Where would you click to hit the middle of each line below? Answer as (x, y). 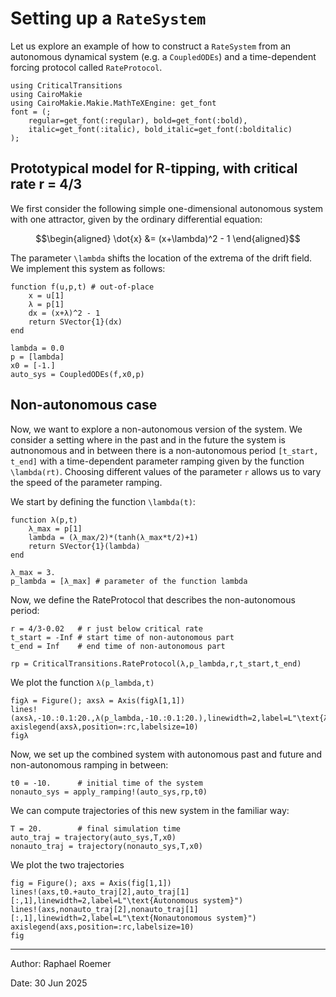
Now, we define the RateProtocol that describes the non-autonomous (153, 599)
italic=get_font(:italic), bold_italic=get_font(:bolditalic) (160, 129)
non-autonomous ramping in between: (89, 764)
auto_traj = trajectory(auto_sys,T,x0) (93, 837)
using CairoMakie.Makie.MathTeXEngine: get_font (113, 103)
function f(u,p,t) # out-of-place (82, 287)
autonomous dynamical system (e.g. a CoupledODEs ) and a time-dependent (163, 56)
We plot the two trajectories (67, 864)
